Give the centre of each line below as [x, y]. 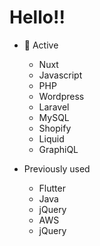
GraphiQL [58, 149]
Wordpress [61, 96]
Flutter [52, 188]
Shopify [55, 128]
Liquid [51, 138]
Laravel [54, 107]
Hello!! [37, 17]
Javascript [60, 75]
